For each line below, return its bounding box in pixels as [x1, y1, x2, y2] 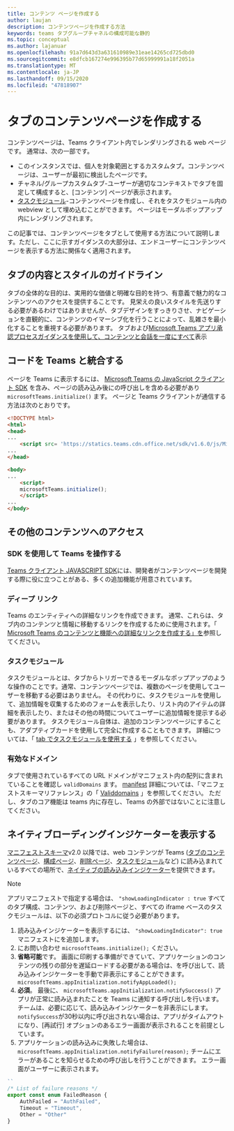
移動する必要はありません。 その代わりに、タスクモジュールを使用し [25, 691, 222, 700]
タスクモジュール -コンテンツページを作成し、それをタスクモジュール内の [17, 197, 228, 205]
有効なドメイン [7, 754, 58, 764]
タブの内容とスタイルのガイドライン [7, 269, 163, 281]
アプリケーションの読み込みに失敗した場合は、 [17, 1038, 152, 1047]
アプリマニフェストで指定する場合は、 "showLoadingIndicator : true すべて [7, 894, 226, 903]
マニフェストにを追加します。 [17, 935, 103, 943]
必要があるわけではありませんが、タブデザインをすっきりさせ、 [13, 306, 196, 314]
